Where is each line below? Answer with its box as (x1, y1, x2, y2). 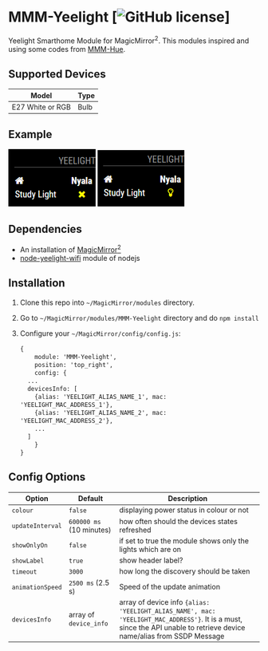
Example (8, 128, 53, 141)
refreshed (119, 525, 152, 535)
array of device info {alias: (119, 597, 210, 606)
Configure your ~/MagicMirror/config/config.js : (19, 328, 181, 338)
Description (167, 494, 208, 503)
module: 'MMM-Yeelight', (34, 353, 117, 361)
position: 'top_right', (34, 361, 113, 369)
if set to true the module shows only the (119, 535, 250, 546)
